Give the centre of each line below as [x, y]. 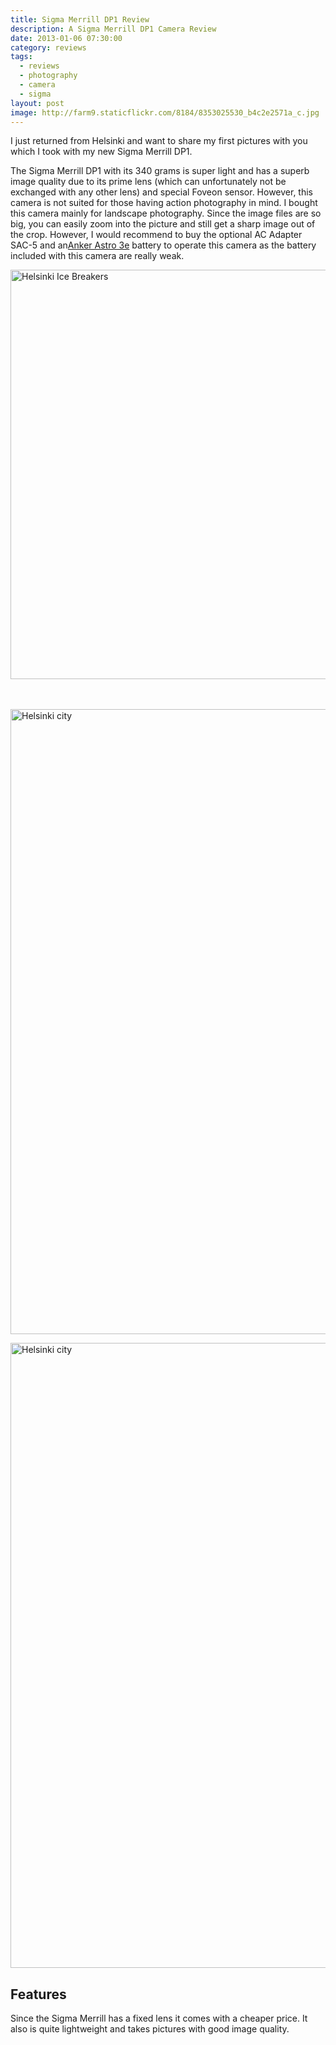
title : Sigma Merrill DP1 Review [80, 19]
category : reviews [48, 47]
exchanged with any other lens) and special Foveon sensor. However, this [162, 192]
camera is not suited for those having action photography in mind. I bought [164, 203]
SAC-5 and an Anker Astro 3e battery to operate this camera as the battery [163, 245]
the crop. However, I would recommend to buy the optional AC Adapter [156, 235]
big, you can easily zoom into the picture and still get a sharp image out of [163, 224]
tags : [21, 57]
